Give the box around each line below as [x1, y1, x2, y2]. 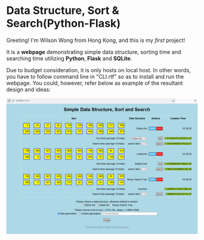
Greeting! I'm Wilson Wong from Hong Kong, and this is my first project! [6, 36, 185, 44]
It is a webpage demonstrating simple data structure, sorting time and [6, 48, 182, 55]
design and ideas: [6, 85, 51, 93]
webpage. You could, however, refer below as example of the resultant [6, 79, 183, 87]
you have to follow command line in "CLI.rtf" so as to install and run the [6, 73, 184, 80]
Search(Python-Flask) [6, 16, 121, 30]
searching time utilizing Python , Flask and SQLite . [6, 55, 132, 62]
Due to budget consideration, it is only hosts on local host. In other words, [6, 66, 191, 73]
